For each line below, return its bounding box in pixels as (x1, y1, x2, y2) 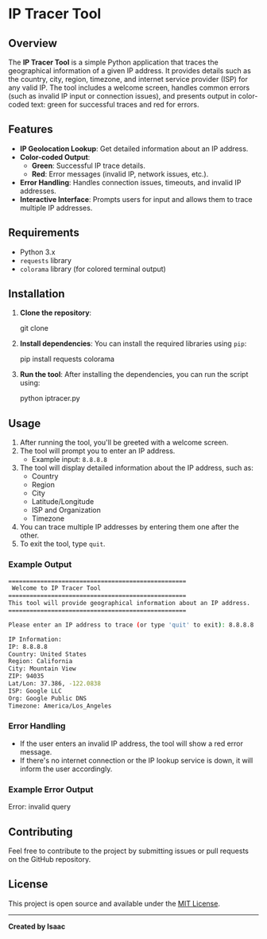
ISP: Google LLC (8, 687, 62, 695)
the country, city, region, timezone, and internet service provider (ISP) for (8, 75, 248, 83)
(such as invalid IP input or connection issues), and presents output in (8, 91, 237, 100)
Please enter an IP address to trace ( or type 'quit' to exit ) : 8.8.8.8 (8, 621, 254, 629)
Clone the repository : (19, 308, 92, 318)
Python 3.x (19, 247, 56, 257)
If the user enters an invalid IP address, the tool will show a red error (19, 739, 244, 748)
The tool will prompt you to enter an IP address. (19, 446, 176, 456)
